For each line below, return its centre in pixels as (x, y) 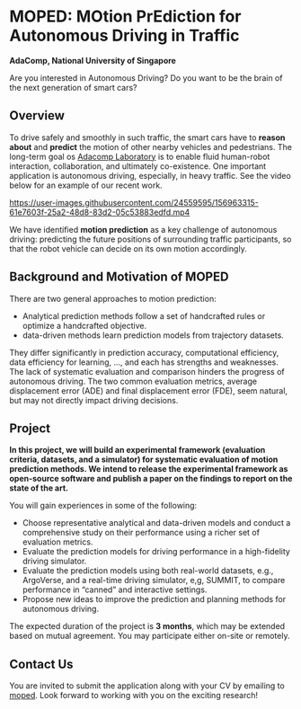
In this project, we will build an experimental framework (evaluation (137, 450)
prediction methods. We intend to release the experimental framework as (149, 469)
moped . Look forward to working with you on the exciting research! (134, 696)
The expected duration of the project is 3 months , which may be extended (147, 626)
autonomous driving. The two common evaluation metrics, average (133, 381)
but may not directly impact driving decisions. (94, 400)
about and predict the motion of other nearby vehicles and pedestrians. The (150, 146)
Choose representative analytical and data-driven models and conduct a (156, 523)
